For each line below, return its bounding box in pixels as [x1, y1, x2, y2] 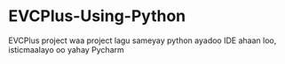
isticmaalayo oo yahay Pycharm [8, 44, 125, 54]
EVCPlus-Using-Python [8, 6, 186, 26]
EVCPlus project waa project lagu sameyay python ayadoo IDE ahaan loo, [8, 35, 277, 46]
